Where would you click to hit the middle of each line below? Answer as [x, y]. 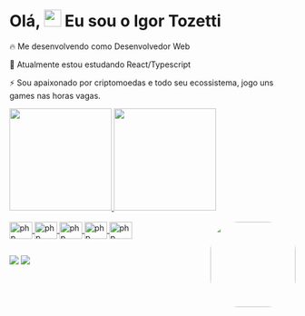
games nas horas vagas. [55, 95]
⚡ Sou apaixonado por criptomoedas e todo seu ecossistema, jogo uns [142, 83]
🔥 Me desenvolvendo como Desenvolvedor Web [100, 46]
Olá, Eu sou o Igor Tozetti [115, 21]
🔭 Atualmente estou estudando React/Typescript [100, 64]
